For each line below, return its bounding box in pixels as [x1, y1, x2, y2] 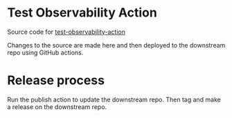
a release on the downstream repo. [7, 102, 107, 111]
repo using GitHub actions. [7, 48, 84, 57]
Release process [7, 72, 105, 88]
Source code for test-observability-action [7, 28, 126, 36]
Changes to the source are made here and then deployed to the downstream [7, 41, 226, 49]
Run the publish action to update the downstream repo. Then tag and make [7, 95, 222, 104]
